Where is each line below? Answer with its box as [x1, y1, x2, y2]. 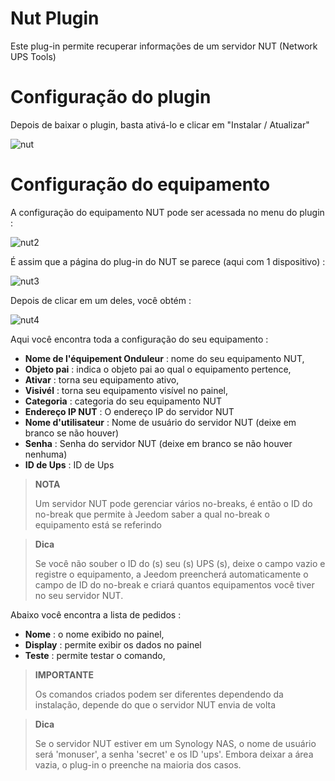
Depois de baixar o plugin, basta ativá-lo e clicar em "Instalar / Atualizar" [10, 118, 310, 131]
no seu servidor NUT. [34, 589, 124, 601]
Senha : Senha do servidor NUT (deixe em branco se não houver [24, 437, 293, 449]
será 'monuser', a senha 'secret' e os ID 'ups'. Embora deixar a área [34, 748, 314, 760]
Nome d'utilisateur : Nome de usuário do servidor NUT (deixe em [24, 416, 297, 428]
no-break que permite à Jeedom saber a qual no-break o [34, 508, 270, 520]
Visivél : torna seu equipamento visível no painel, [24, 384, 229, 396]
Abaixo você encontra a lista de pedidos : [10, 608, 182, 621]
